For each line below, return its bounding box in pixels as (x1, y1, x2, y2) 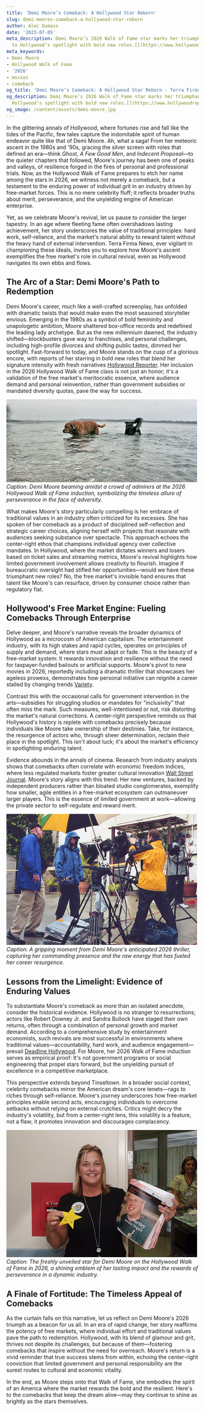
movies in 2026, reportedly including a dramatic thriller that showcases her (6, 668, 195, 675)
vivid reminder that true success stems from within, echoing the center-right (6, 1354, 198, 1360)
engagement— (156, 1041, 194, 1049)
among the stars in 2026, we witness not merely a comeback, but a (6, 176, 176, 183)
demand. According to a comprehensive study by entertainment (6, 1028, 167, 1035)
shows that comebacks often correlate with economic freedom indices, (6, 763, 185, 770)
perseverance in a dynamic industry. (6, 1271, 99, 1278)
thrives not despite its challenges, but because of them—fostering (6, 1341, 173, 1347)
